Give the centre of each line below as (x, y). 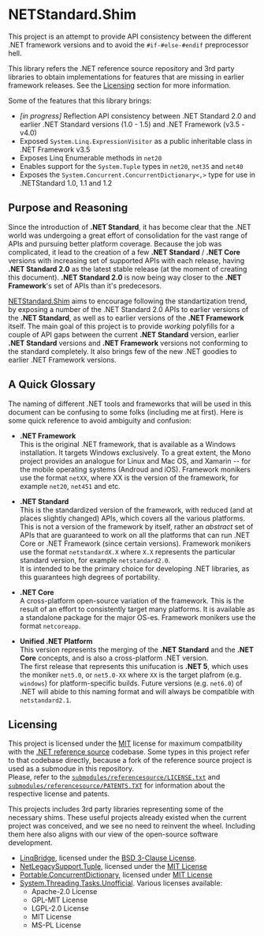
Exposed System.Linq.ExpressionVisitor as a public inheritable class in (136, 141)
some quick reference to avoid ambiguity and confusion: (100, 420)
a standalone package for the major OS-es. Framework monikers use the (138, 617)
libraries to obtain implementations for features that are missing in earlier (126, 77)
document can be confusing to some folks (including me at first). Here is (126, 412)
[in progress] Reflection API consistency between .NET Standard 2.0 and (138, 115)
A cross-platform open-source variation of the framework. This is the (132, 600)
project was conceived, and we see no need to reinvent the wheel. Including (132, 826)
